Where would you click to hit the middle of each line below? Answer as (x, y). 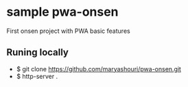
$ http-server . (37, 76)
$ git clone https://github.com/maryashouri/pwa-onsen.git (98, 69)
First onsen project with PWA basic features (69, 31)
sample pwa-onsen (62, 12)
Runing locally (38, 52)
